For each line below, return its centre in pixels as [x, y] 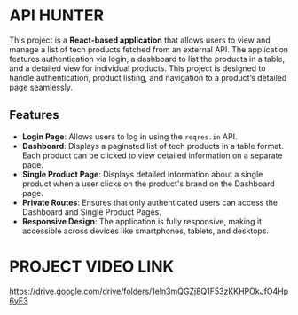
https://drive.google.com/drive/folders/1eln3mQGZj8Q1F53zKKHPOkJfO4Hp [149, 291]
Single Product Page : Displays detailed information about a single [142, 174]
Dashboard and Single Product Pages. [92, 212]
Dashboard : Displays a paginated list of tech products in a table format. [153, 146]
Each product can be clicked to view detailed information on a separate [152, 155]
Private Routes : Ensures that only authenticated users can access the [149, 202]
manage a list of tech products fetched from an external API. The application [149, 49]
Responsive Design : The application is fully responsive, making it [142, 221]
